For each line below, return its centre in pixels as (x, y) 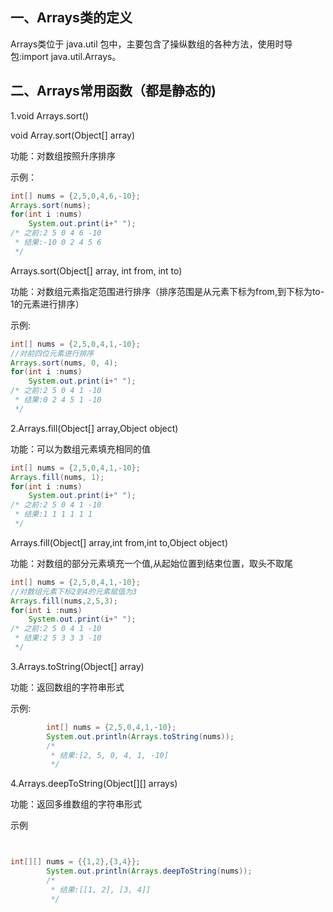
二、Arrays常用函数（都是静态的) (113, 91)
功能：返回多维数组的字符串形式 (76, 804)
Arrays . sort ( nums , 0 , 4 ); (64, 363)
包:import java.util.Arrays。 (66, 56)
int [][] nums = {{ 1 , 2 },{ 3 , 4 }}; (75, 862)
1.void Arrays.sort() (50, 115)
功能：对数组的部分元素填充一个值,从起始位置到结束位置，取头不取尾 (152, 563)
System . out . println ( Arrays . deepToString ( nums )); (149, 871)
